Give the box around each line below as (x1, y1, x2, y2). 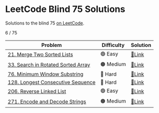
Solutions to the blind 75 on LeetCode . (5, 20, 84, 26)
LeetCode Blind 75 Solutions (5, 3, 125, 15)
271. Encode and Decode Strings (8, 98, 86, 105)
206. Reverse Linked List (8, 88, 66, 95)
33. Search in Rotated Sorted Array (8, 61, 90, 68)
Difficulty (102, 41, 125, 48)
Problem (41, 41, 62, 48)
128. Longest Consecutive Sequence (8, 78, 96, 85)
